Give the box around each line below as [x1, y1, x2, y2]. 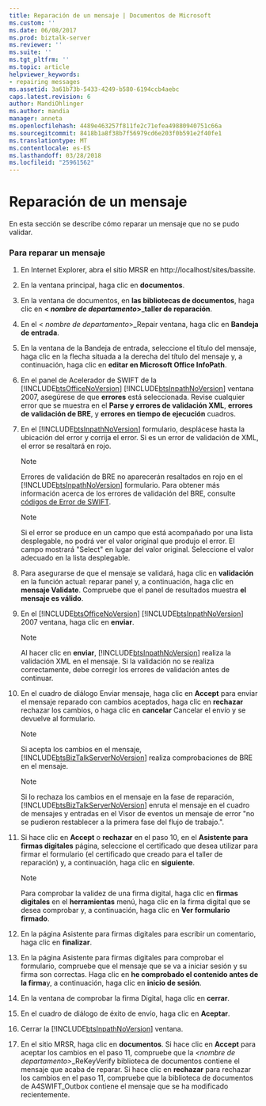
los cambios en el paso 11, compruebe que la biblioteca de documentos [20, 1074, 254, 1083]
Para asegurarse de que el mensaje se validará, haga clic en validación [20, 568, 254, 578]
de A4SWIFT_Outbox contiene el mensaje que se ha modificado [20, 1081, 229, 1091]
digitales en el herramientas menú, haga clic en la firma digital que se [20, 897, 251, 906]
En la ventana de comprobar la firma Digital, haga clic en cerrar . [20, 994, 230, 1003]
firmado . [20, 914, 50, 923]
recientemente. [20, 1090, 70, 1100]
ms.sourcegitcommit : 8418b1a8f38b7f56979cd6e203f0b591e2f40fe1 [9, 129, 222, 137]
